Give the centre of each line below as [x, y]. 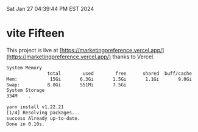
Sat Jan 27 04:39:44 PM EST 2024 [50, 9]
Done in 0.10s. [26, 124]
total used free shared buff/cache [119, 73]
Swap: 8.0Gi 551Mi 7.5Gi [66, 85]
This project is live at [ [34, 50]
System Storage [26, 91]
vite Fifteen [36, 33]
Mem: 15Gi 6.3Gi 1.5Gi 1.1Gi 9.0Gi [99, 79]
